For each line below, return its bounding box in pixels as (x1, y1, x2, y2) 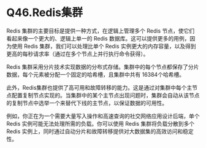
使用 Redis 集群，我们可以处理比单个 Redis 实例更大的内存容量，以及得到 (11, 42, 196, 50)
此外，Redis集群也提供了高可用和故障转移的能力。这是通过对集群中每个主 (6, 84, 193, 91)
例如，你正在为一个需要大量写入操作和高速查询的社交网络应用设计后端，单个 (6, 112, 200, 120)
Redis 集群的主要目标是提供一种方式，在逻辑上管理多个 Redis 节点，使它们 (6, 27, 195, 34)
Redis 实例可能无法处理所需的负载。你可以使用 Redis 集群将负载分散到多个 (6, 120, 195, 127)
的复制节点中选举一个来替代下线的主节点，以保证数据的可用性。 (6, 99, 167, 106)
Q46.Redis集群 (6, 6, 83, 20)
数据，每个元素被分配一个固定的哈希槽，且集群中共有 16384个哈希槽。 (6, 71, 185, 78)
